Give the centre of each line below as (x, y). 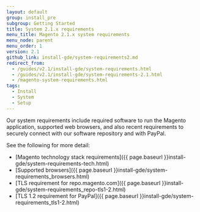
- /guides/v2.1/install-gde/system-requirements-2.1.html (87, 75)
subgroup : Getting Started (41, 23)
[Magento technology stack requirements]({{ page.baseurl (89, 157)
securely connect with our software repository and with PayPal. (86, 133)
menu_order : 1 (24, 46)
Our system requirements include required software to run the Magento (96, 120)
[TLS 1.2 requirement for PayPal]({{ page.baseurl (77, 196)
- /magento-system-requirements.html (60, 80)
